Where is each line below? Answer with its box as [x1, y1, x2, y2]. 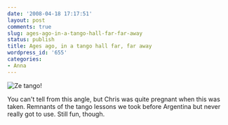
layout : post [7, 17, 46, 24]
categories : [7, 56, 42, 63]
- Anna [7, 62, 27, 69]
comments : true [7, 23, 52, 30]
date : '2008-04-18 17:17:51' [7, 10, 93, 17]
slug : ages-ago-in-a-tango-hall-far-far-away [7, 29, 142, 37]
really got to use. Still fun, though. [7, 110, 105, 118]
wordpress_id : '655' [7, 50, 68, 57]
